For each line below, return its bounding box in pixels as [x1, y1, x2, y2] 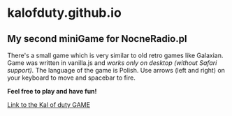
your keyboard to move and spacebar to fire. [7, 73, 136, 82]
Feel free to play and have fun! [7, 87, 97, 95]
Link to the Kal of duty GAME [7, 101, 91, 109]
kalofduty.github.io [7, 5, 122, 21]
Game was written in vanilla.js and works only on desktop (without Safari [7, 59, 217, 67]
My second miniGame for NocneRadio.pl [7, 33, 187, 45]
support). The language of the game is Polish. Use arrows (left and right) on [7, 66, 226, 74]
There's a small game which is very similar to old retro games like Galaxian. [7, 51, 224, 59]
